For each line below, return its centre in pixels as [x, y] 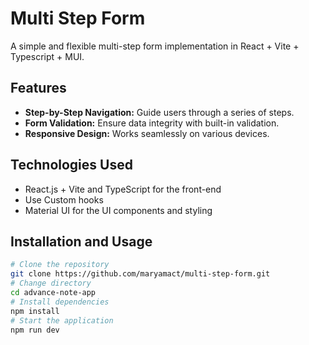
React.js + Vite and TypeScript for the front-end [123, 189]
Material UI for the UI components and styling [118, 210]
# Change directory [51, 283]
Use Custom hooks [64, 199]
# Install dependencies [60, 302]
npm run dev [35, 330]
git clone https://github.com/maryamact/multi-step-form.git [140, 274]
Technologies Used [71, 165]
